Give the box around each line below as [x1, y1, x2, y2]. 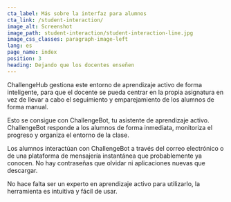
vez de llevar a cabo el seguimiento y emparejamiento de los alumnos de [7, 95, 214, 104]
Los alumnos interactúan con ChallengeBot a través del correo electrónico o [7, 144, 224, 152]
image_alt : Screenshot [7, 23, 73, 30]
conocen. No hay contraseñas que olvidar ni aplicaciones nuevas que [7, 158, 205, 167]
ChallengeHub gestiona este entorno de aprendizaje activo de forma [7, 80, 203, 89]
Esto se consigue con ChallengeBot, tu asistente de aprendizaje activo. [7, 116, 210, 125]
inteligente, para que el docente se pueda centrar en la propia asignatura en [7, 88, 223, 96]
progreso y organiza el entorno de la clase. [7, 131, 129, 139]
